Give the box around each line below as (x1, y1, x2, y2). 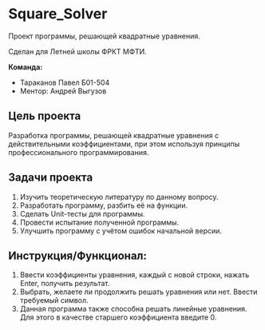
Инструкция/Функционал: (8, 248, 148, 262)
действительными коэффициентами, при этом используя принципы (8, 139, 240, 149)
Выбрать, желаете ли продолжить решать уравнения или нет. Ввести (19, 287, 258, 296)
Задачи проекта (8, 171, 93, 185)
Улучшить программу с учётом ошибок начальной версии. (19, 225, 222, 236)
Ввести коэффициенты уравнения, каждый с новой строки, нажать (19, 270, 250, 280)
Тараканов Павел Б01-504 (19, 78, 110, 87)
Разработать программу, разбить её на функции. (19, 201, 188, 210)
